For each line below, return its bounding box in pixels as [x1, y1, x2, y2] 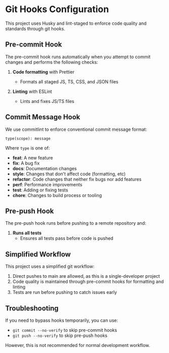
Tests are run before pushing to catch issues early [12, 289, 117, 295]
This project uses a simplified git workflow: [5, 264, 95, 270]
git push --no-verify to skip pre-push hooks [12, 332, 107, 338]
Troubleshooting [5, 304, 59, 313]
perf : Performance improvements [12, 181, 82, 187]
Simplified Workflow [5, 250, 71, 259]
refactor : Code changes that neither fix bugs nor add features [12, 176, 142, 182]
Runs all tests [12, 230, 42, 236]
